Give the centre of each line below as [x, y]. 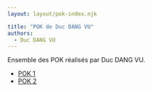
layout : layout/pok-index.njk [52, 14]
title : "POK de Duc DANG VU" [51, 27]
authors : [20, 33]
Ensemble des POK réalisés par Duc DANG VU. [76, 60]
